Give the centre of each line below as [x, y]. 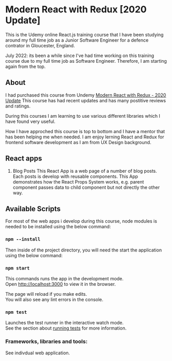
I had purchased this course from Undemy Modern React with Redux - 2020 [86, 95]
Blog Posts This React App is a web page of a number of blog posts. [85, 171]
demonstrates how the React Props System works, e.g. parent [78, 182]
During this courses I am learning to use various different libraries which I [83, 116]
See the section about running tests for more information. [66, 328]
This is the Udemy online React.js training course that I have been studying [84, 34]
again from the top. [26, 66]
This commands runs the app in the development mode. [64, 278]
